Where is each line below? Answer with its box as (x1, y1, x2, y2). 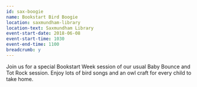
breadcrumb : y (6, 47, 41, 53)
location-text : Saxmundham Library (6, 25, 94, 31)
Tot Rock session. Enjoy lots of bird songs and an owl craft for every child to (6, 69, 192, 76)
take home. (6, 75, 34, 82)
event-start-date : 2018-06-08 (6, 31, 81, 36)
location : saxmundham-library (6, 19, 81, 25)
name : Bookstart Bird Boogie (6, 14, 78, 20)
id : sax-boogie (6, 8, 44, 15)
